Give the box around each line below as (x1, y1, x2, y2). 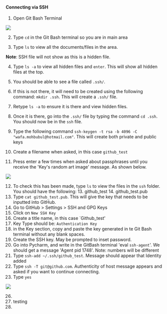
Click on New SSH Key (13, 210, 56, 216)
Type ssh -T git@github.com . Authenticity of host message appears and (13, 263, 162, 269)
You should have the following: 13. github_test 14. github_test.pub (13, 189, 148, 195)
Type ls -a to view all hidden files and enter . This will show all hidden (13, 63, 157, 70)
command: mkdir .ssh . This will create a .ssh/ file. (13, 94, 118, 100)
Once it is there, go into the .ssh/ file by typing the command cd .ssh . (13, 113, 158, 119)
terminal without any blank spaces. (13, 231, 85, 238)
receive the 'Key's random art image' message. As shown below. (13, 164, 147, 170)
